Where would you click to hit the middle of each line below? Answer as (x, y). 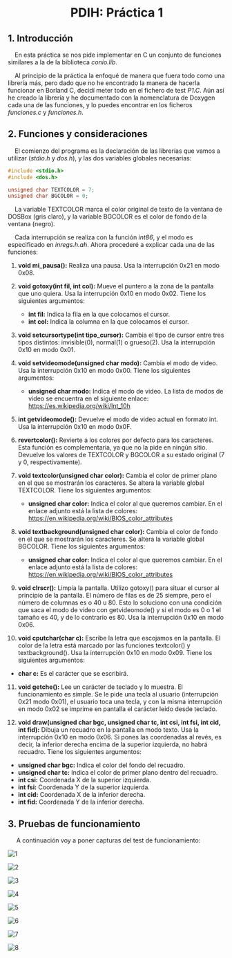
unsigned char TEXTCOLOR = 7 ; (51, 190)
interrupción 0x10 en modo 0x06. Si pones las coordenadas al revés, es (119, 737)
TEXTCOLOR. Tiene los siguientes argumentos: (85, 490)
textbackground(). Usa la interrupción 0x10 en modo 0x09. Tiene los (115, 653)
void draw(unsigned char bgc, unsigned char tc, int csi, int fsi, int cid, (119, 722)
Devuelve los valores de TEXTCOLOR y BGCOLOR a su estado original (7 (121, 455)
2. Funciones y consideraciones (78, 134)
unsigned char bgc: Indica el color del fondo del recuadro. (101, 765)
